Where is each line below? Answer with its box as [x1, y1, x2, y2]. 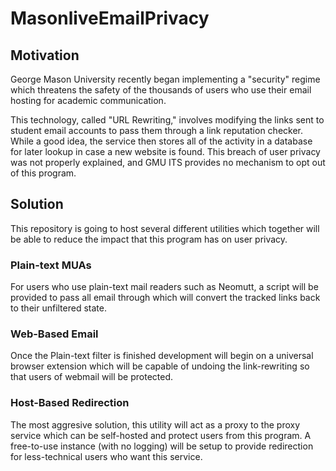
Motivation [10, 47, 80, 64]
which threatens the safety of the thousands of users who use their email [10, 84, 312, 96]
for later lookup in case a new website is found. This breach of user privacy [10, 146, 321, 157]
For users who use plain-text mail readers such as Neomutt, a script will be [10, 281, 319, 293]
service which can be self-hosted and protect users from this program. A [10, 429, 312, 441]
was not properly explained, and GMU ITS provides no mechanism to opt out [10, 157, 326, 168]
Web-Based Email [10, 327, 99, 341]
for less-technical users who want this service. [10, 450, 203, 462]
